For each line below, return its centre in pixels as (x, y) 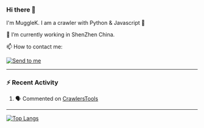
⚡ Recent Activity (32, 83)
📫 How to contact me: (34, 47)
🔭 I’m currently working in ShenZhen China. (61, 35)
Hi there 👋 (21, 10)
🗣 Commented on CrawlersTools (56, 98)
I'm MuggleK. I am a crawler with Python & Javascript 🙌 (76, 23)
